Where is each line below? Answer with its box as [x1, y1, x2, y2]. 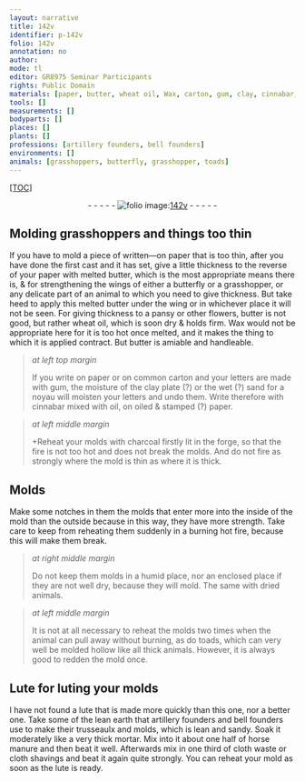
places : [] [9, 124, 51, 133]
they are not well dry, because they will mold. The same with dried [31, 580, 280, 591]
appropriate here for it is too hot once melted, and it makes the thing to [9, 327, 274, 338]
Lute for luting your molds [9, 680, 159, 696]
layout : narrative [9, 13, 79, 23]
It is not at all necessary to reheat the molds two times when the [31, 625, 271, 637]
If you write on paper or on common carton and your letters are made [31, 372, 292, 383]
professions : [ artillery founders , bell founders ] [9, 140, 205, 149]
